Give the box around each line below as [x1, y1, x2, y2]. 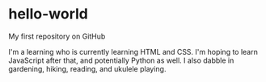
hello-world [8, 5, 89, 23]
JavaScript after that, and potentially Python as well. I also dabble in [8, 55, 234, 65]
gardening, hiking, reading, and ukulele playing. [8, 64, 167, 73]
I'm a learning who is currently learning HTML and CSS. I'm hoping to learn [8, 47, 259, 56]
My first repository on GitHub [8, 31, 106, 41]
